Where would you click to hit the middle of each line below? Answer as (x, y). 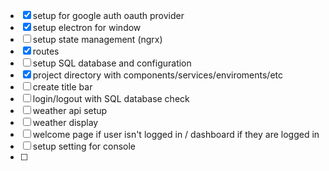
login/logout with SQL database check (111, 98)
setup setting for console (84, 146)
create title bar (62, 87)
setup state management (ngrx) (97, 39)
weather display (65, 122)
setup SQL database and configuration (112, 63)
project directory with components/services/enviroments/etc (158, 75)
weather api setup (70, 110)
